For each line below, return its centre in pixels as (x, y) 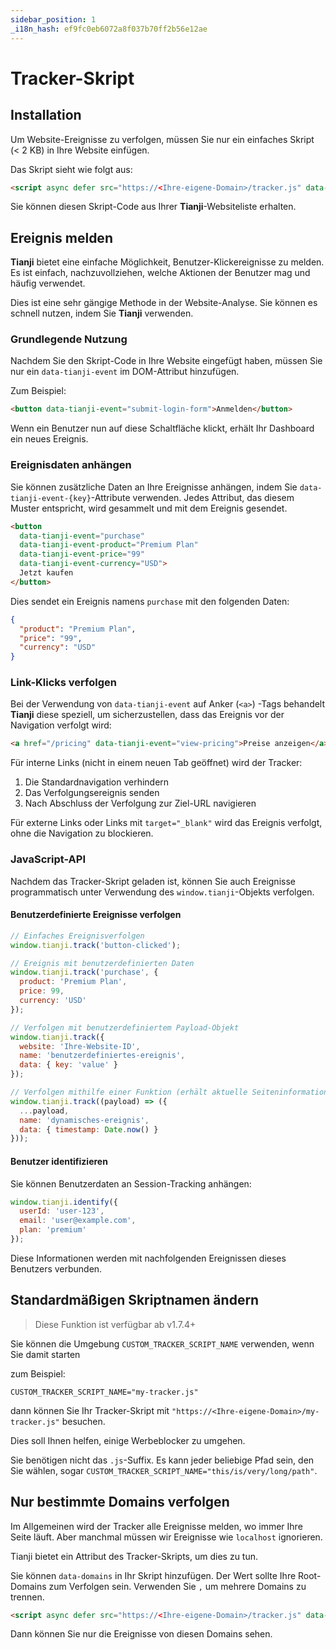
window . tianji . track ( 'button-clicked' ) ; (96, 945)
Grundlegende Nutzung (69, 339)
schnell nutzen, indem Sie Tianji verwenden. (102, 313)
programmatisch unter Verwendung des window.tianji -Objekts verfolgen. (162, 892)
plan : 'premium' (53, 1230)
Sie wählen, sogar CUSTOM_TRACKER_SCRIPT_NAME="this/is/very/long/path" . (164, 1470)
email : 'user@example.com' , (78, 1221)
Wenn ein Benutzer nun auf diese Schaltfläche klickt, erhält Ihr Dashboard (162, 428)
